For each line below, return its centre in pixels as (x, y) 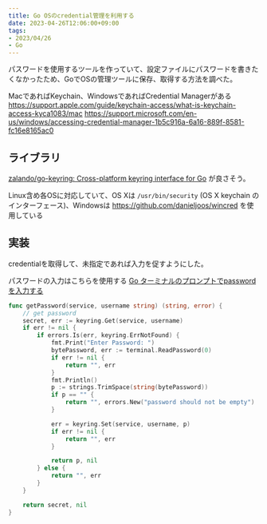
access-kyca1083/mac (45, 113)
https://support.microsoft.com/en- (141, 113)
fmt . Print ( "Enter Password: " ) (103, 343)
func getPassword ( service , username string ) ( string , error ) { (116, 306)
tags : (17, 30)
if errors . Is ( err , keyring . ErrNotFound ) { (108, 335)
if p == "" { (72, 395)
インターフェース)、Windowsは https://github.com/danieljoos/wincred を (128, 205)
